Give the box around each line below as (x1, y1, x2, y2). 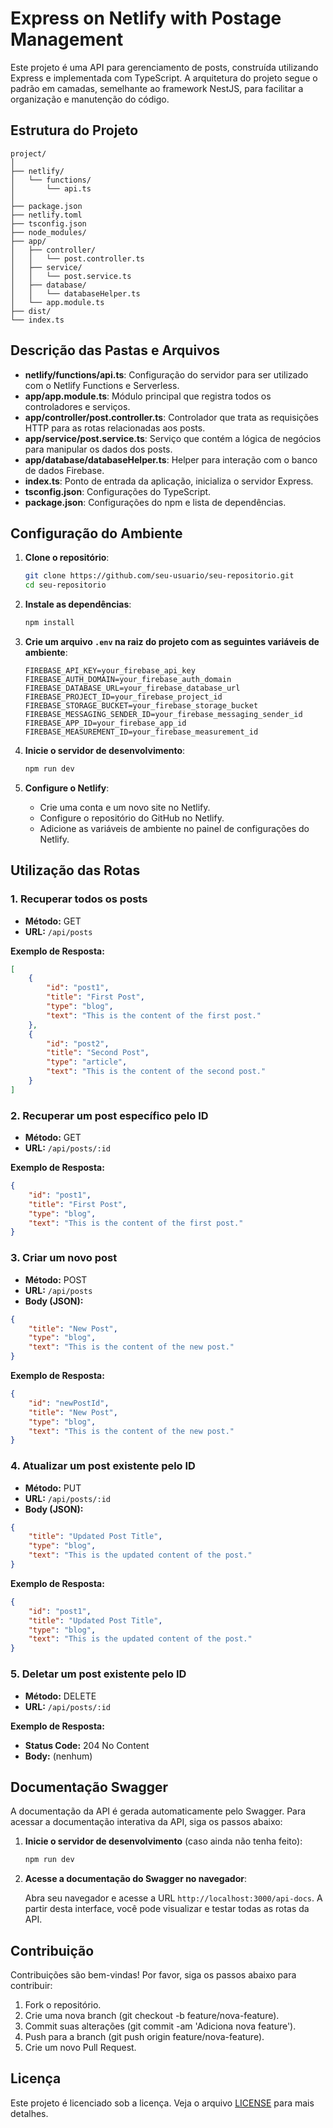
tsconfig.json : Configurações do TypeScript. (24, 485, 212, 497)
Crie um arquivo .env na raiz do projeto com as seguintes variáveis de (24, 636, 320, 647)
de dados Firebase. (24, 464, 105, 476)
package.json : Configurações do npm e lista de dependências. (24, 496, 287, 508)
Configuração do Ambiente (10, 525, 183, 542)
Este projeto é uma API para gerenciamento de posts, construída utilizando (10, 61, 319, 73)
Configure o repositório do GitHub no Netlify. (39, 812, 225, 824)
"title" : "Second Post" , (46, 1048, 150, 1058)
